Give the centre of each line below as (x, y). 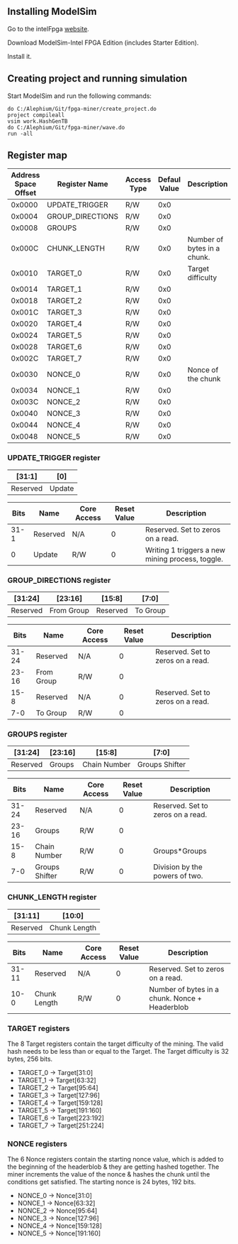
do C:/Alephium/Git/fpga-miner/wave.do (66, 127)
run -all (20, 133)
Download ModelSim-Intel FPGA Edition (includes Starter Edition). (103, 43)
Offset (25, 193)
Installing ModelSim (52, 12)
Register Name (83, 184)
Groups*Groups (180, 851)
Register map (37, 155)
